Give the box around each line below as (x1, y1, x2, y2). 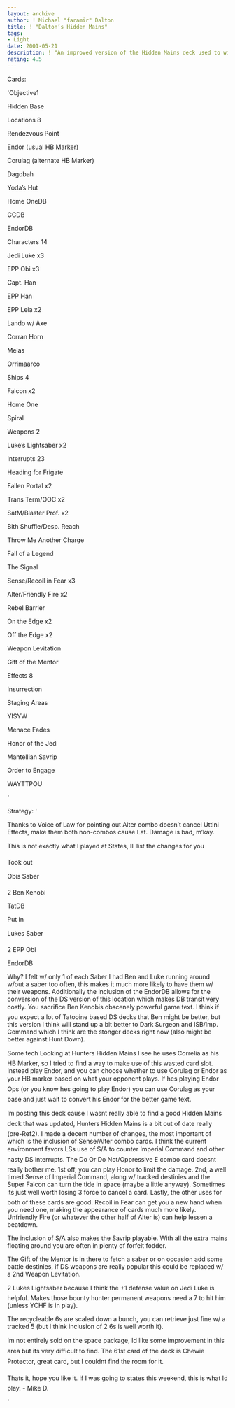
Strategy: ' (7, 806, 37, 815)
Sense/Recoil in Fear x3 (7, 576, 76, 585)
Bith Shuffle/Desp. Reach (7, 522, 80, 530)
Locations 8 (7, 115, 41, 124)
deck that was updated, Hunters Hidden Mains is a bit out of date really (7, 1119, 213, 1128)
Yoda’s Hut (7, 183, 38, 192)
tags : (7, 29, 23, 37)
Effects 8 (7, 671, 34, 679)
